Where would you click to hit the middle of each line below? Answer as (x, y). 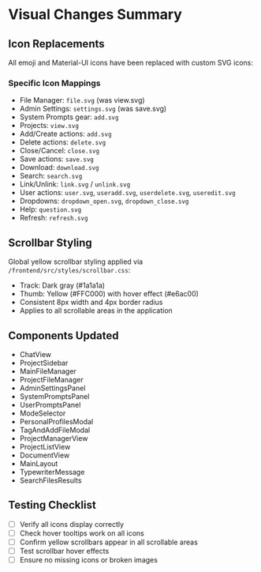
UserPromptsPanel (50, 405)
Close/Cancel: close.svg (60, 151)
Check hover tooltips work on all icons (82, 533)
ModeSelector (43, 413)
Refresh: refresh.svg (54, 218)
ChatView (35, 354)
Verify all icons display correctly (72, 524)
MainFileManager (48, 371)
